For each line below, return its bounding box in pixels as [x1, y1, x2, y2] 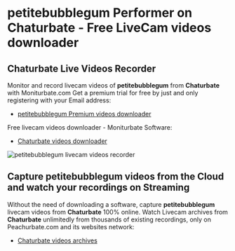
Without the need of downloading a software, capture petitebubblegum [7, 200, 215, 208]
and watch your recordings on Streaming [7, 182, 190, 194]
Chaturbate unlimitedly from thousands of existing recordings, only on [7, 215, 212, 224]
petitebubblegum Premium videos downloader [17, 110, 152, 118]
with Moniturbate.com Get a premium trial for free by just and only [7, 89, 199, 97]
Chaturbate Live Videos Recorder [7, 62, 156, 74]
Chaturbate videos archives [17, 236, 98, 245]
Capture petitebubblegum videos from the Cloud [7, 170, 224, 183]
